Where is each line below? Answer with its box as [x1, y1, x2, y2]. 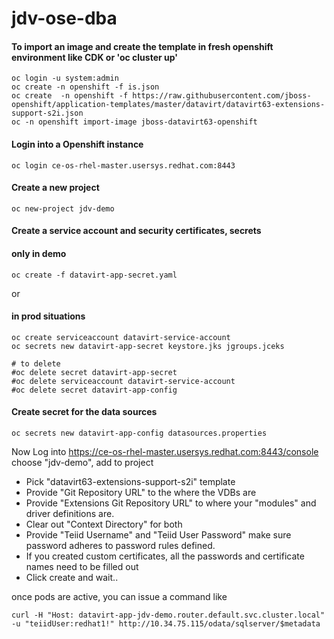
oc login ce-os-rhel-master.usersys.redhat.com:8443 [11, 160, 236, 171]
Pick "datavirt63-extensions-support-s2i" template [25, 476, 236, 487]
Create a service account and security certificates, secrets [11, 225, 262, 237]
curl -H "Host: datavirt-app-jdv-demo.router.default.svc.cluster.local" [11, 610, 326, 620]
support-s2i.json [11, 108, 84, 119]
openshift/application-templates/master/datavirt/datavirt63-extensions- [11, 100, 326, 110]
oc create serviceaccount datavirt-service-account [11, 332, 231, 342]
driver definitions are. [25, 508, 115, 519]
